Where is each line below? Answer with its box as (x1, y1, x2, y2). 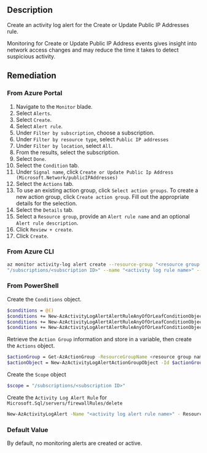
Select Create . (15, 116, 52, 123)
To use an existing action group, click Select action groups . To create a (15, 187, 198, 194)
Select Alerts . (15, 109, 52, 117)
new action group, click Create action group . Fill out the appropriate (15, 193, 189, 200)
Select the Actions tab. (15, 180, 74, 187)
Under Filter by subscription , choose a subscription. (15, 129, 155, 136)
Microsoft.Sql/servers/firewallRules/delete (7, 400, 123, 406)
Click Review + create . (15, 225, 73, 233)
